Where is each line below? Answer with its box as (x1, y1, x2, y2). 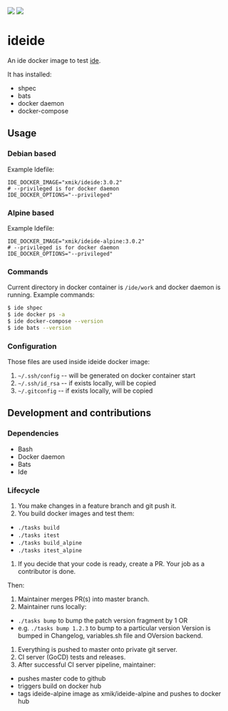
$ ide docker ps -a (7, 311, 66, 318)
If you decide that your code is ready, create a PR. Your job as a (17, 560, 205, 568)
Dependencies (7, 428, 59, 438)
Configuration (7, 341, 57, 351)
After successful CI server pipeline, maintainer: (17, 660, 156, 669)
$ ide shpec (7, 304, 43, 312)
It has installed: (7, 70, 52, 79)
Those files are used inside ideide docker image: (7, 358, 150, 366)
